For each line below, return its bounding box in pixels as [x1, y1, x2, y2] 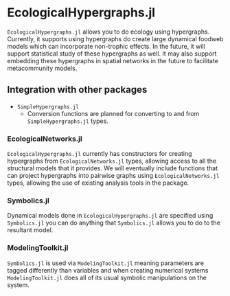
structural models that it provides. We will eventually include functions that [7, 164, 218, 172]
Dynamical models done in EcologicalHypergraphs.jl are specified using [7, 212, 214, 220]
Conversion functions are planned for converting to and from [27, 109, 200, 117]
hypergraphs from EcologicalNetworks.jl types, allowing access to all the [7, 157, 217, 166]
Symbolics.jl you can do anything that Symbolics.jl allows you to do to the [7, 218, 221, 227]
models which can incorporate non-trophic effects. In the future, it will [7, 42, 205, 50]
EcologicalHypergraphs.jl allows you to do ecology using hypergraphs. [7, 27, 210, 36]
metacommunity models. [7, 64, 78, 72]
